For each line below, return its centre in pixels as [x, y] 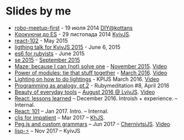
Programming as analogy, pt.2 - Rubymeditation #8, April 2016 [92, 85]
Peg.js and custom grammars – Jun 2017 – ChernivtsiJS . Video [92, 124]
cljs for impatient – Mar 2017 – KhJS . [59, 117]
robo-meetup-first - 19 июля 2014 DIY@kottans [74, 28]
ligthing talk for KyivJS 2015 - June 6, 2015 [68, 47]
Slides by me [39, 11]
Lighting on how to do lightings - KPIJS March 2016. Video [87, 79]
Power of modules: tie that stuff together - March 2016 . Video [91, 72]
